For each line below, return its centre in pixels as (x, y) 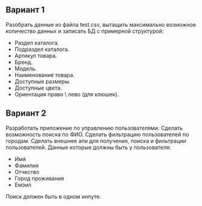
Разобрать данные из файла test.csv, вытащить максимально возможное (101, 24)
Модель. (25, 68)
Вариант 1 (25, 10)
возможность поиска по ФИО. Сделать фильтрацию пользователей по (97, 134)
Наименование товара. (45, 75)
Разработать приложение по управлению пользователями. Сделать (94, 128)
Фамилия (26, 165)
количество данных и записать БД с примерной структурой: (85, 31)
